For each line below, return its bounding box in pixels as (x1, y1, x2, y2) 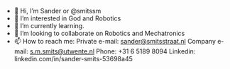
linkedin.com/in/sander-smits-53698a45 (13, 55, 133, 63)
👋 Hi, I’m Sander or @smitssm (13, 7, 102, 15)
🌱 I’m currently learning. (13, 22, 84, 30)
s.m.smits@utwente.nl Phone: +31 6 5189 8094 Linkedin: (29, 47, 196, 56)
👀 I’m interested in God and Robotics (13, 14, 121, 23)
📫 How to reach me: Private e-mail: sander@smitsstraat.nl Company (13, 37, 217, 45)
